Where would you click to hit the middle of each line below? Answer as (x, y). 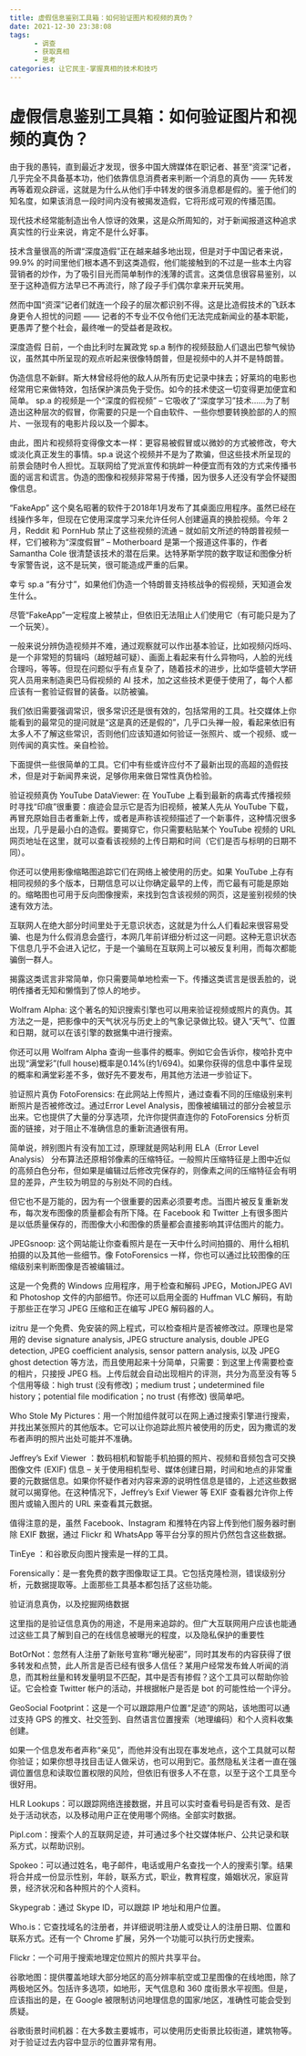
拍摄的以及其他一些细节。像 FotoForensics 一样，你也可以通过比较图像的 (146, 1255)
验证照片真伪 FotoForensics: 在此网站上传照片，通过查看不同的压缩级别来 (147, 1094)
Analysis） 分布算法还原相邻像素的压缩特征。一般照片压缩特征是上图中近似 (150, 1159)
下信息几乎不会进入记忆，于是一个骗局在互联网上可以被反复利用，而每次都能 (153, 948)
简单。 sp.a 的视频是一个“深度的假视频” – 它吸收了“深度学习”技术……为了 (146, 400)
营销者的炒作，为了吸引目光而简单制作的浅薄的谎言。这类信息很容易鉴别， (149, 274)
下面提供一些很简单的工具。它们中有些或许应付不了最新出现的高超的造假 (145, 764)
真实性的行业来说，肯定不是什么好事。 (81, 231)
